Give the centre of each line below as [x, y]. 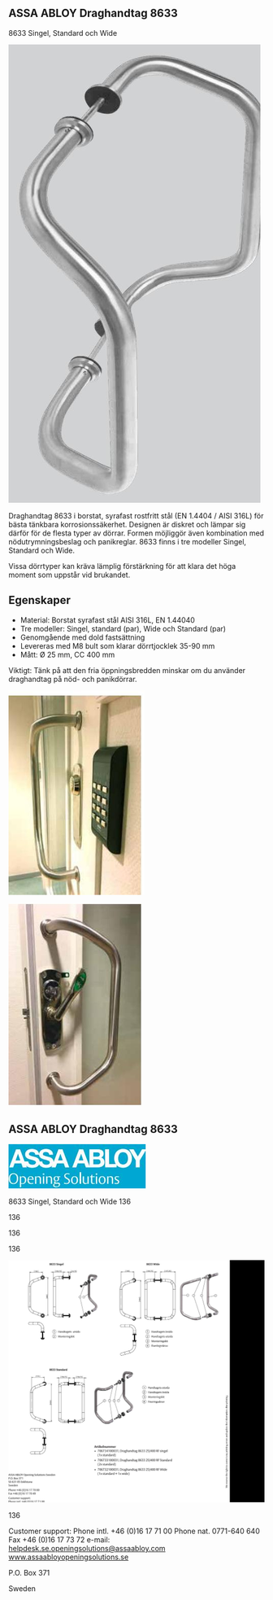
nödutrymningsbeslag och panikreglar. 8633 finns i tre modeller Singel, [127, 541]
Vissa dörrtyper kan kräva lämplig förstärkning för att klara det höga [122, 566]
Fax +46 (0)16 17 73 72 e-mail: [59, 1540]
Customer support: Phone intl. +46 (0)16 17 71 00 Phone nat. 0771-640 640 [134, 1531]
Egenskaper [40, 600]
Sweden [22, 1589]
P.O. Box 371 [29, 1573]
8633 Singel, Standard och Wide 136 [70, 1202]
